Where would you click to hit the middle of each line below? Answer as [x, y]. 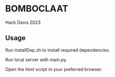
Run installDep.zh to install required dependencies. [57, 50]
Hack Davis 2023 [23, 22]
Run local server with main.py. [36, 60]
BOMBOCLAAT [37, 9]
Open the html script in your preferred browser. [54, 69]
